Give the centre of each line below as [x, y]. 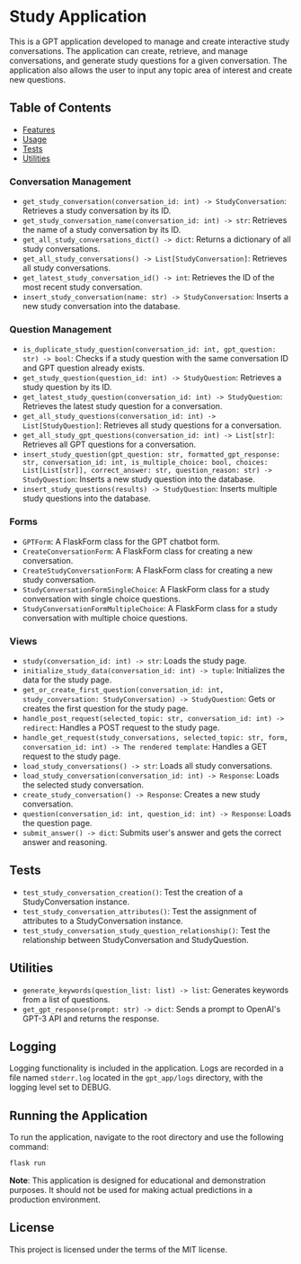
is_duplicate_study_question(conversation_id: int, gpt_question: [149, 350]
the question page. [57, 823]
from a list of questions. [66, 999]
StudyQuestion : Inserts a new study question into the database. [139, 479]
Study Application [78, 17]
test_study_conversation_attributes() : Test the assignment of [140, 911]
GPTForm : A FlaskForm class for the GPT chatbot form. [121, 541]
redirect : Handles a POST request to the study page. [121, 727]
